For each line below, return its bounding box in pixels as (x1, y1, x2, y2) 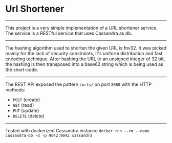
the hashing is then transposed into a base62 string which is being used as (5, 61, 163, 67)
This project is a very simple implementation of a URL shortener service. (5, 25, 158, 31)
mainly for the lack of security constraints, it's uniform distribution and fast (5, 50, 163, 56)
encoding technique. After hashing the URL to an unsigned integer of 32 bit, (5, 56, 165, 62)
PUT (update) (12, 107, 39, 113)
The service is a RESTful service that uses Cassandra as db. (5, 30, 133, 36)
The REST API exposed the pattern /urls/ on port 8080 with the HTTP (5, 81, 152, 87)
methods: (5, 86, 26, 92)
